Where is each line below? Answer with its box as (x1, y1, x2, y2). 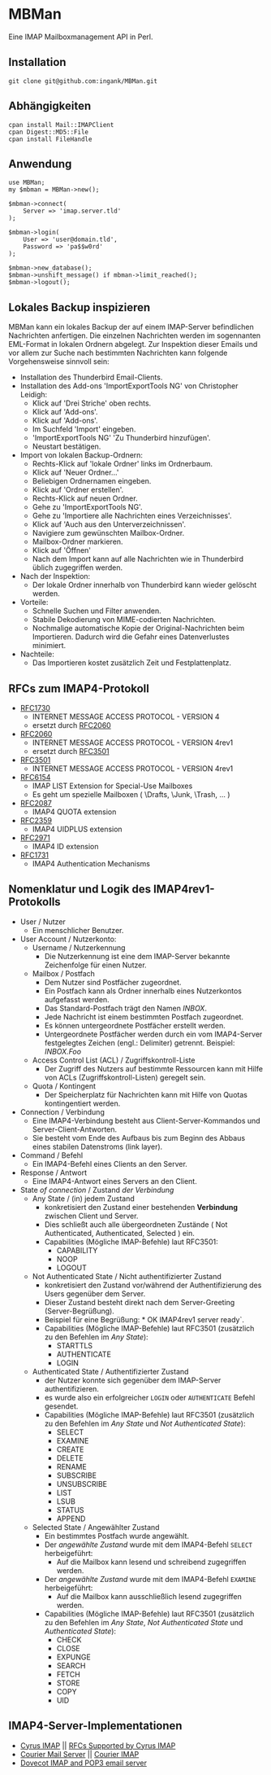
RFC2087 (19, 799, 53, 808)
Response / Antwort (19, 1168, 88, 1177)
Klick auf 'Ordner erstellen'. (32, 485, 124, 495)
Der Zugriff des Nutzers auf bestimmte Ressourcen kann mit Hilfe (44, 1063, 264, 1073)
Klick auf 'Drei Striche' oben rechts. (32, 398, 152, 408)
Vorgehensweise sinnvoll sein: (8, 357, 110, 366)
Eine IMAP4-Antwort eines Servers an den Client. (32, 1176, 197, 1186)
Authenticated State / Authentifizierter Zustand (32, 1366, 189, 1376)
